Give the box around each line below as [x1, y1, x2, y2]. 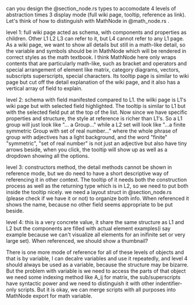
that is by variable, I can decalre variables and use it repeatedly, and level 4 [6, 255, 188, 262]
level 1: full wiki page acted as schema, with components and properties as [6, 29, 187, 36]
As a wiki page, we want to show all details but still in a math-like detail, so [6, 41, 186, 48]
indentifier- [155, 280, 183, 287]
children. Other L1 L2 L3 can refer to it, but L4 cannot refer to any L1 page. [6, 35, 184, 42]
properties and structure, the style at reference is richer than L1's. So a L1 [6, 115, 183, 122]
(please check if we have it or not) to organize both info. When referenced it [6, 195, 189, 202]
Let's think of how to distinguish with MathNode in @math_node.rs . [6, 18, 170, 24]
